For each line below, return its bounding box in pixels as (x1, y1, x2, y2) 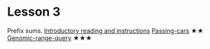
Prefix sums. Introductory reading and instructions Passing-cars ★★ (7, 27, 204, 35)
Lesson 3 (7, 4, 61, 20)
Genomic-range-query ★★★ (7, 33, 93, 42)
